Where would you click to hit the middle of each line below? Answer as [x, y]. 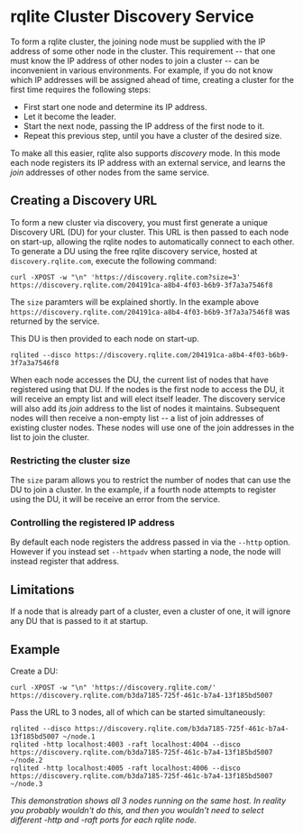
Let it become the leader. [69, 116]
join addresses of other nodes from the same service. [110, 172]
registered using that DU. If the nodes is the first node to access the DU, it [147, 389]
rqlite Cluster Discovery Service [133, 17]
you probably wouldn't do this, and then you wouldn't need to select [137, 810]
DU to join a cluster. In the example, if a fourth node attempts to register [143, 490]
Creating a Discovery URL [84, 201]
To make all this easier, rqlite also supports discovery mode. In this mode [145, 153]
